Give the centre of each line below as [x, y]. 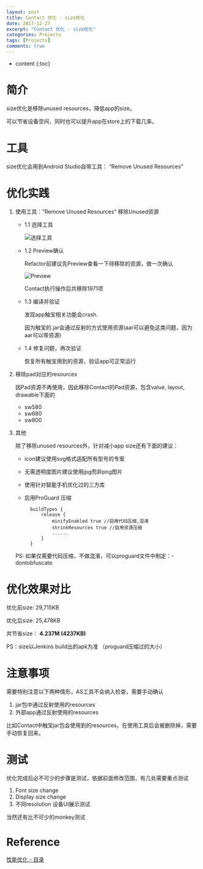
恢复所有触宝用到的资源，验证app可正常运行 [80, 361]
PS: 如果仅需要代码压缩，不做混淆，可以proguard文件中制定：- [94, 556]
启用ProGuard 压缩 [48, 498]
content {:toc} [33, 63]
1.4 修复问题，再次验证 [53, 348]
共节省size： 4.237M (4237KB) [46, 633]
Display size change [40, 797]
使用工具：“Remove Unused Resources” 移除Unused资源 [87, 211]
